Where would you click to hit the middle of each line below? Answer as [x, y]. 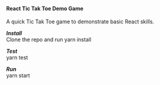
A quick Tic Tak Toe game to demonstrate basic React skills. [80, 22]
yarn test [17, 57]
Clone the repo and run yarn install [49, 40]
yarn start [18, 75]
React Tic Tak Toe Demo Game [45, 8]
